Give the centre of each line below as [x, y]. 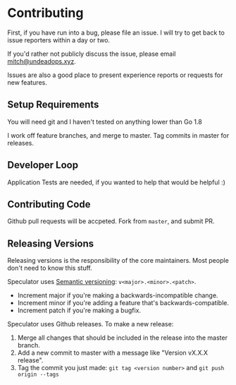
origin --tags [38, 375]
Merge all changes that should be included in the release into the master [122, 338]
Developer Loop [43, 165]
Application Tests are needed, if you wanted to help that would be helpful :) [116, 182]
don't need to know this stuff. [50, 268]
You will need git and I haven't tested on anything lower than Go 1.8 [105, 122]
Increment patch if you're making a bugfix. [79, 310]
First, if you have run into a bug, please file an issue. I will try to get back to [116, 32]
